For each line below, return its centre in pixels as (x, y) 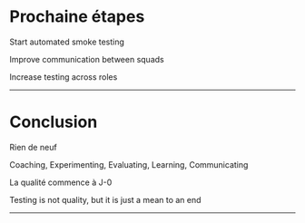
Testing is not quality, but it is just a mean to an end (105, 199)
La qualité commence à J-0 (61, 182)
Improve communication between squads (87, 59)
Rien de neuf (33, 147)
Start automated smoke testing (67, 42)
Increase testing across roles (64, 77)
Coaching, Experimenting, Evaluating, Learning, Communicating (129, 164)
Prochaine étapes (77, 17)
